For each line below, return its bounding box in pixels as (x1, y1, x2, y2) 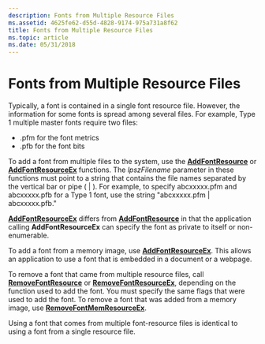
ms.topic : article (8, 33, 69, 42)
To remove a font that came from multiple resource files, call (8, 270, 204, 279)
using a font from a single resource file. (8, 327, 136, 336)
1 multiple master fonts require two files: (8, 118, 138, 127)
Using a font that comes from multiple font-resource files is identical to (8, 319, 238, 328)
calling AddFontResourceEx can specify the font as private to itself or (8, 222, 236, 232)
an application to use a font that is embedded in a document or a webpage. (8, 254, 252, 264)
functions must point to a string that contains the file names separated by (8, 174, 247, 183)
